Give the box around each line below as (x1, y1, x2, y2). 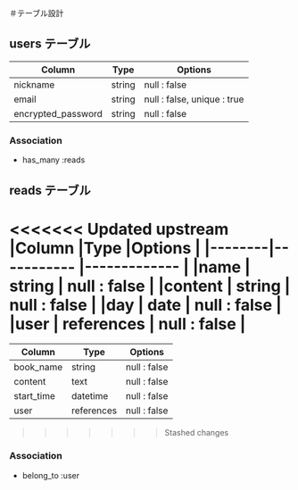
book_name (13, 361, 63, 373)
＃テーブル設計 (9, 8, 64, 18)
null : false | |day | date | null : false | (9, 295, 283, 315)
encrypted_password (13, 107, 103, 120)
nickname (13, 79, 55, 91)
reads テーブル (9, 182, 91, 198)
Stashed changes (164, 428, 229, 438)
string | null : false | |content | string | (9, 276, 291, 296)
